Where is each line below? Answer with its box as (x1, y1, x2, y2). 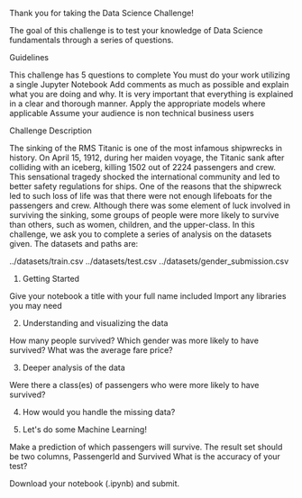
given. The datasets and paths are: (9, 239, 139, 249)
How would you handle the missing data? (22, 407, 176, 417)
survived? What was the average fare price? (9, 345, 173, 355)
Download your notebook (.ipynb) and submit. (9, 478, 180, 489)
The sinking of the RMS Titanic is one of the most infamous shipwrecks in (9, 143, 282, 153)
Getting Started (22, 274, 79, 284)
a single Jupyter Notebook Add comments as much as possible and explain (9, 79, 289, 89)
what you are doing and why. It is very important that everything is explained (9, 89, 294, 99)
